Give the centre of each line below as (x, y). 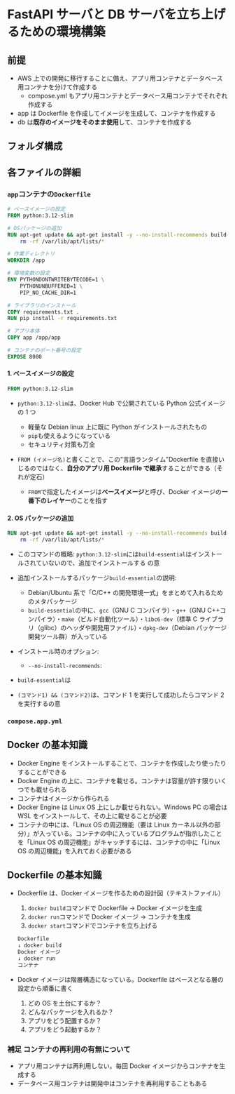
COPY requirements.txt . (43, 312)
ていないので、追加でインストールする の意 (98, 563)
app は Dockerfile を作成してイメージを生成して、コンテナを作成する (116, 113)
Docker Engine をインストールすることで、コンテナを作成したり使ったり (122, 763)
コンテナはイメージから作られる (63, 798)
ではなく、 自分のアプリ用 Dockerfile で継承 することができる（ (126, 468)
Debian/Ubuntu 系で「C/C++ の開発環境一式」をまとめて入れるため (126, 592)
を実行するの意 (39, 703)
